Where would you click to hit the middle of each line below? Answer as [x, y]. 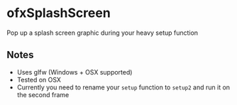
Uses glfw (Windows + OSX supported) [75, 72]
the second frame [43, 94]
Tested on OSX [39, 79]
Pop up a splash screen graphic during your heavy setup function [103, 33]
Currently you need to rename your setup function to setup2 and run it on [123, 87]
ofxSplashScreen [59, 13]
